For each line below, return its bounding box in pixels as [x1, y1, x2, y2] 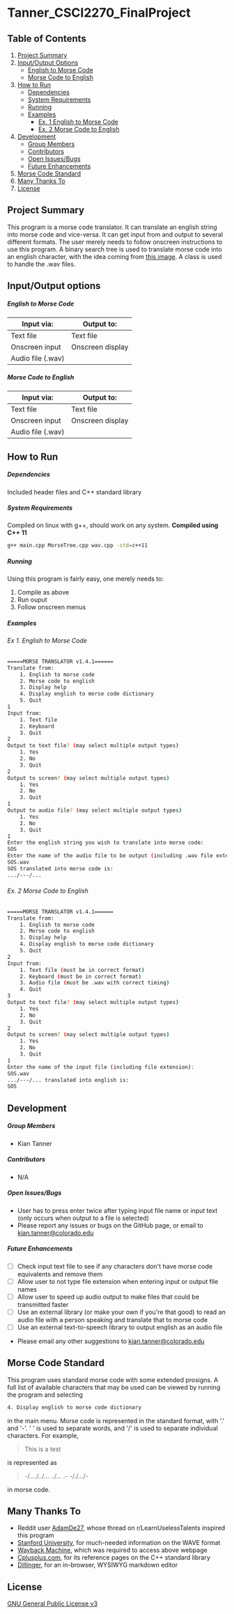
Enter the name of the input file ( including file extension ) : [7, 1063, 195, 1070]
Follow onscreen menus [17, 603, 86, 611]
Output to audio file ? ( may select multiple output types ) [7, 807, 182, 814]
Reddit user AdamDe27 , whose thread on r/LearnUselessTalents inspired [17, 1523, 226, 1533]
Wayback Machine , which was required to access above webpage [17, 1546, 208, 1554]
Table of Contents [7, 33, 87, 45]
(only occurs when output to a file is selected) [17, 1214, 150, 1222]
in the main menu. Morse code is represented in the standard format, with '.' [7, 1416, 225, 1425]
